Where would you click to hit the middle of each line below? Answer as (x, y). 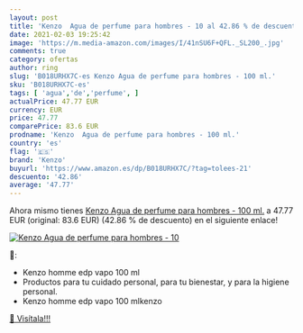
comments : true (38, 51)
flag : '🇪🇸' (32, 151)
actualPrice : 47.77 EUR (54, 101)
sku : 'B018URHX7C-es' (50, 85)
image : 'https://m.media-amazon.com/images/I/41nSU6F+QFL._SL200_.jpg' (147, 43)
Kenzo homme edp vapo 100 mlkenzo (92, 301)
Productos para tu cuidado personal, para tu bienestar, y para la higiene (156, 282)
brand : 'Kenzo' (38, 160)
